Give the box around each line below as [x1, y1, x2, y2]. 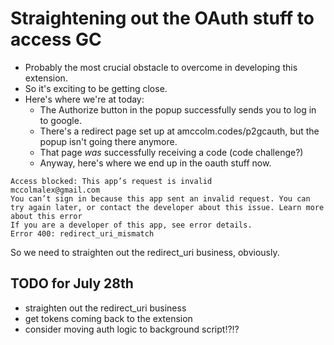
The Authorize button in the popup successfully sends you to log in [39, 103, 317, 116]
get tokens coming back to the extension [24, 312, 193, 324]
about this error [10, 211, 83, 221]
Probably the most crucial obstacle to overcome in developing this [24, 61, 298, 73]
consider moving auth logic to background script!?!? [24, 323, 240, 335]
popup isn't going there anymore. [39, 135, 178, 147]
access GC [10, 28, 102, 51]
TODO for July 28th [10, 275, 134, 292]
